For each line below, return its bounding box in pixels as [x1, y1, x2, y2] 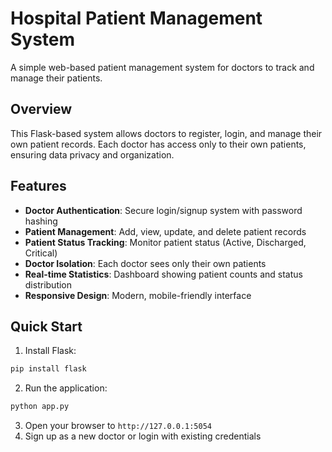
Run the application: [24, 382, 108, 394]
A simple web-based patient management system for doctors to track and [10, 61, 315, 73]
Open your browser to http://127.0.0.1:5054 [24, 420, 213, 432]
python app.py [10, 402, 70, 412]
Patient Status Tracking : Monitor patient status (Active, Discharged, [24, 236, 307, 248]
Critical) [24, 247, 58, 259]
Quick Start [10, 318, 83, 335]
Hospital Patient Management [10, 7, 263, 30]
